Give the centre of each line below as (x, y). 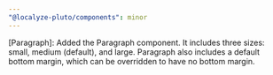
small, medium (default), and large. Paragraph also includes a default (134, 52)
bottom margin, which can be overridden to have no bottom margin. (132, 61)
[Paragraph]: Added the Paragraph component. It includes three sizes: (136, 42)
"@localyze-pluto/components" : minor (78, 17)
